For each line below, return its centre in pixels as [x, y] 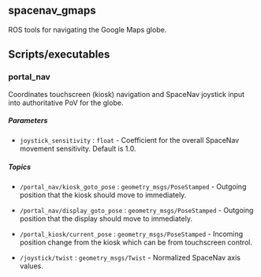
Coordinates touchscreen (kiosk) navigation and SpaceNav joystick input [127, 94]
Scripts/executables [59, 55]
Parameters [28, 121]
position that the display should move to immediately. [106, 219]
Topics [20, 167]
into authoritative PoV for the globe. [66, 103]
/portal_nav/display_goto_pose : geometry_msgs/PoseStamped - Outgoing [136, 211]
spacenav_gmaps [52, 11]
